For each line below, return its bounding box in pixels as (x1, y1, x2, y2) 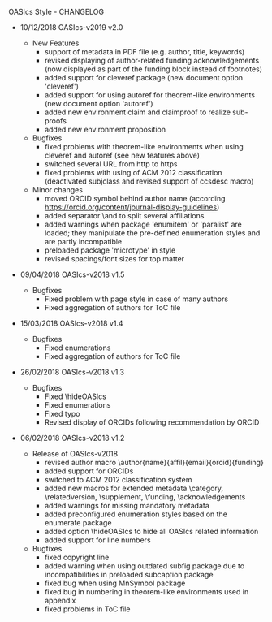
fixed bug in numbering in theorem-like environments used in (44, 587, 249, 596)
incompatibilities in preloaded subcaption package (44, 570, 214, 579)
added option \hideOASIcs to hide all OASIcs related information (44, 527, 259, 536)
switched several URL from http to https (44, 159, 178, 169)
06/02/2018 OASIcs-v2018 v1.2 (19, 434, 125, 443)
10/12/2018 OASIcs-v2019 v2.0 (19, 23, 123, 32)
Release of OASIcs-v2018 (32, 449, 119, 458)
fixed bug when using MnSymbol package (44, 578, 186, 588)
